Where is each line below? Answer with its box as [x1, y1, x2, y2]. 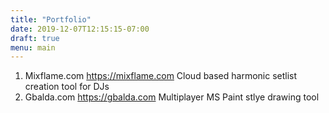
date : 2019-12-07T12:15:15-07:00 [10, 24, 150, 34]
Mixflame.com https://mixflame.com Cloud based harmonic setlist [24, 70, 298, 82]
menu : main [10, 42, 56, 53]
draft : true [10, 33, 60, 43]
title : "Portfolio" [10, 14, 92, 25]
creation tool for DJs [24, 81, 110, 93]
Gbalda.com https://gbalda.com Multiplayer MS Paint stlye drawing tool [24, 91, 320, 103]
